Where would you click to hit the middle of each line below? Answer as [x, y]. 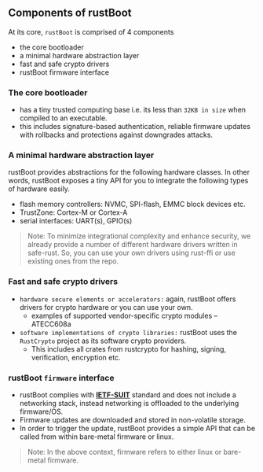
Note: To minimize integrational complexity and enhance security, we [139, 236]
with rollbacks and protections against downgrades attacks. [116, 135]
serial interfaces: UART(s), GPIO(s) [76, 221]
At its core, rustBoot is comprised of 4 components [91, 31]
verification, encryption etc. [76, 357]
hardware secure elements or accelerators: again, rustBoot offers [128, 299]
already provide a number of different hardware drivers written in [132, 245]
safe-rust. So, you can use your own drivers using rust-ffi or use [131, 253]
